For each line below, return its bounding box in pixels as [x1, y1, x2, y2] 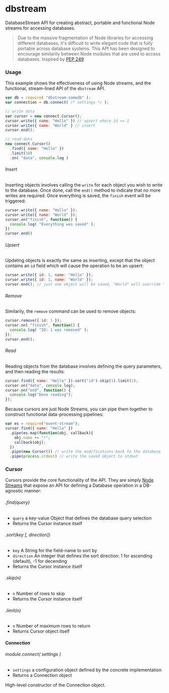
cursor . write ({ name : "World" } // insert [5, 123, 96, 128]
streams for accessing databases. [5, 25, 75, 31]
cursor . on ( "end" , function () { [5, 388, 71, 393]
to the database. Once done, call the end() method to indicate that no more [5, 187, 161, 193]
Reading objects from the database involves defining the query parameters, [5, 363, 162, 369]
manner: [24, 488, 42, 494]
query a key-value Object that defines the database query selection [12, 515, 152, 521]
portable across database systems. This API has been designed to [17, 45, 155, 51]
